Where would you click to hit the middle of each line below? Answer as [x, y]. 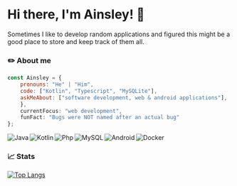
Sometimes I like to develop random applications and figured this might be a [119, 34]
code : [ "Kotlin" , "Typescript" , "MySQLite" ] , [89, 91]
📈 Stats [21, 157]
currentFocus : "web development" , [71, 111]
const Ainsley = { [35, 78]
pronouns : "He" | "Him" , [57, 84]
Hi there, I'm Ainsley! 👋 [76, 15]
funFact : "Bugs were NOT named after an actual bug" [100, 117]
